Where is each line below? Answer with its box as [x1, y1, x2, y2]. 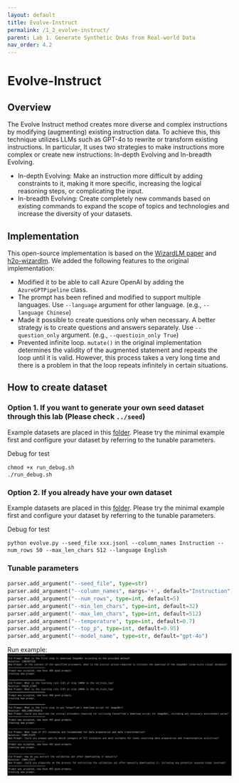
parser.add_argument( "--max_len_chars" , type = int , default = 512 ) [7, 610, 202, 617]
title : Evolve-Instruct [7, 18, 78, 26]
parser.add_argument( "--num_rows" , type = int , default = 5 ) [7, 595, 180, 602]
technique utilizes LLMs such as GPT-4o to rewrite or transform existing [7, 135, 218, 144]
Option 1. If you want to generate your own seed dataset [7, 403, 204, 412]
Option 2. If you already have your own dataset [7, 487, 172, 497]
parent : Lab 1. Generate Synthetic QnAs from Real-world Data [7, 34, 196, 41]
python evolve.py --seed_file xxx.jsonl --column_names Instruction [7, 539, 215, 547]
